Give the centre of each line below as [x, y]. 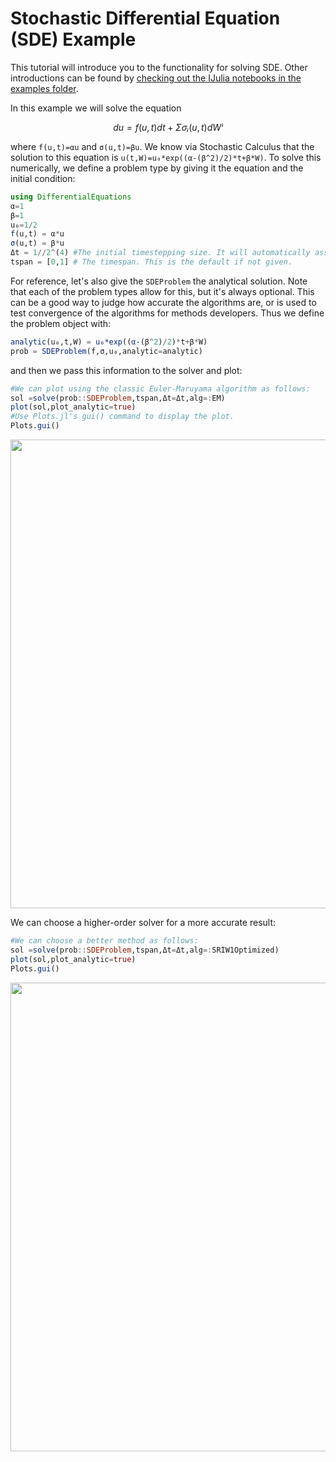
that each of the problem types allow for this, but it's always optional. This [162, 291]
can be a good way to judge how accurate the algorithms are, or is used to [163, 302]
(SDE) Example [73, 39]
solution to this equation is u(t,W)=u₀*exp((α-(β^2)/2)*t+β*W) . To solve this [166, 157]
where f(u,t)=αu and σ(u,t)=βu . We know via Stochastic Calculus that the [162, 146]
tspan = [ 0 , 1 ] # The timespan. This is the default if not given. [151, 262]
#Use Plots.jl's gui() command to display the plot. [122, 417]
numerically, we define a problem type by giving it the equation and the [157, 168]
